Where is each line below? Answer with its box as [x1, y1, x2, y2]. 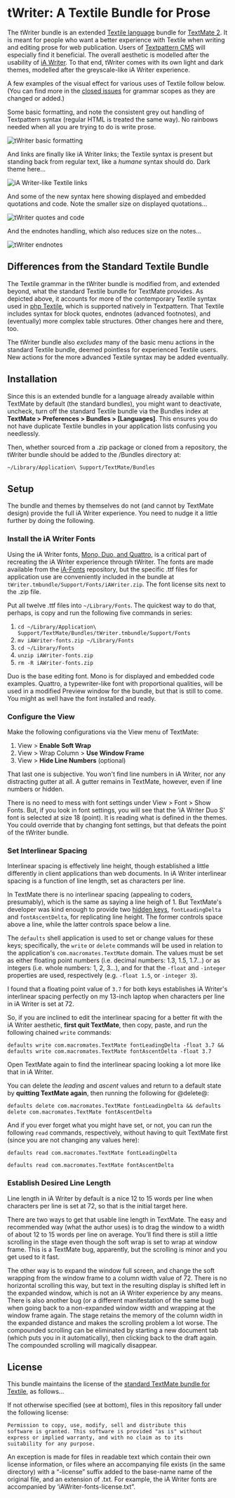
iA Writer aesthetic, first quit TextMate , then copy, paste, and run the [7, 1021, 208, 1029]
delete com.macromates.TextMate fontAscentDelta [7, 1109, 152, 1116]
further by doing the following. [7, 517, 95, 525]
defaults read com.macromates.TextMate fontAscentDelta [7, 1162, 174, 1169]
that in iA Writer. [7, 1068, 54, 1076]
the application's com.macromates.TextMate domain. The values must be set [7, 949, 223, 957]
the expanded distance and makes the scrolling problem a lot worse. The [7, 1318, 218, 1326]
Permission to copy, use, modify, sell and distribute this [7, 1422, 187, 1429]
